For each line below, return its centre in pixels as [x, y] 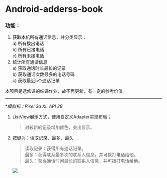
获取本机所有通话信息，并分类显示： [49, 37]
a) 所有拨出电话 [28, 44]
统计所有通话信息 [30, 62]
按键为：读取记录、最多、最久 [43, 138]
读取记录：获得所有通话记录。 [55, 148]
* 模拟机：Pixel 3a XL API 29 [34, 106]
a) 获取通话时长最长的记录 [39, 68]
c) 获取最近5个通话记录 [36, 81]
